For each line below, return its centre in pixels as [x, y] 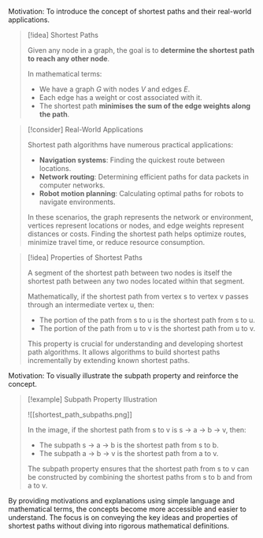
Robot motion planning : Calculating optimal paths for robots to [141, 193]
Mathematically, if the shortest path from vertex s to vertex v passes [138, 296]
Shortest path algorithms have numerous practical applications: [130, 145]
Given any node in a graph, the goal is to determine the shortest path [141, 50]
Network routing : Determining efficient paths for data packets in [144, 177]
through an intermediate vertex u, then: [91, 305]
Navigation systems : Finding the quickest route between [132, 160]
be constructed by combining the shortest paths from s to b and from [140, 477]
